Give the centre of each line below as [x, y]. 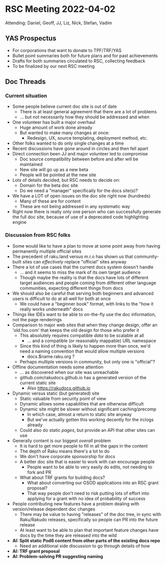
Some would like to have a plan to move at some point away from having [86, 246]
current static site [38, 383]
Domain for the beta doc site [49, 185]
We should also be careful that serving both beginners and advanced [83, 293]
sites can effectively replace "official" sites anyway [75, 261]
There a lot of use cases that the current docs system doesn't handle [83, 267]
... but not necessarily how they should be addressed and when [84, 117]
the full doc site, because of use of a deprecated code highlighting [80, 217]
